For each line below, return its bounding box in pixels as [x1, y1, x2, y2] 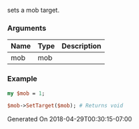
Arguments [7, 23, 47, 33]
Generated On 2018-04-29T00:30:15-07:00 [7, 115, 133, 123]
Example [7, 74, 38, 84]
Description [61, 41, 101, 51]
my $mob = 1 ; [7, 90, 45, 97]
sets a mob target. [7, 6, 60, 14]
